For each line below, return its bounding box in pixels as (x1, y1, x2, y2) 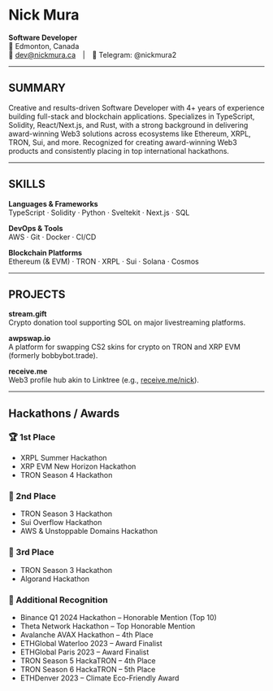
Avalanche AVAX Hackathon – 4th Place (19, 629, 154, 640)
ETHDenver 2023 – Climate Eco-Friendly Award (19, 673, 180, 683)
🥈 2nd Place (8, 490, 57, 501)
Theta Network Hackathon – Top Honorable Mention (19, 621, 196, 631)
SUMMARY (8, 81, 67, 95)
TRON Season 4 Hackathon (19, 470, 113, 480)
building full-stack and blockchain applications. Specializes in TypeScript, (8, 112, 255, 121)
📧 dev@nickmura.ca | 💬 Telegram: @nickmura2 (8, 50, 177, 59)
